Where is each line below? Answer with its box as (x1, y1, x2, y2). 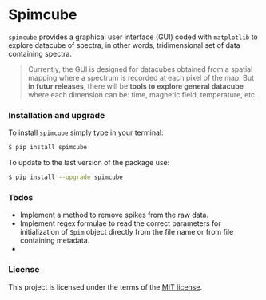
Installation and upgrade (8, 109, 105, 120)
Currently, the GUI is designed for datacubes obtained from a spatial (27, 64, 253, 73)
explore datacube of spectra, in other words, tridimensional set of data (8, 40, 241, 49)
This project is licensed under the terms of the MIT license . (8, 282, 202, 292)
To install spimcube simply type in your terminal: (8, 128, 164, 137)
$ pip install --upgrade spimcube (8, 173, 124, 181)
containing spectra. (8, 49, 72, 58)
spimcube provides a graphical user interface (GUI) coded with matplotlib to (8, 32, 258, 41)
